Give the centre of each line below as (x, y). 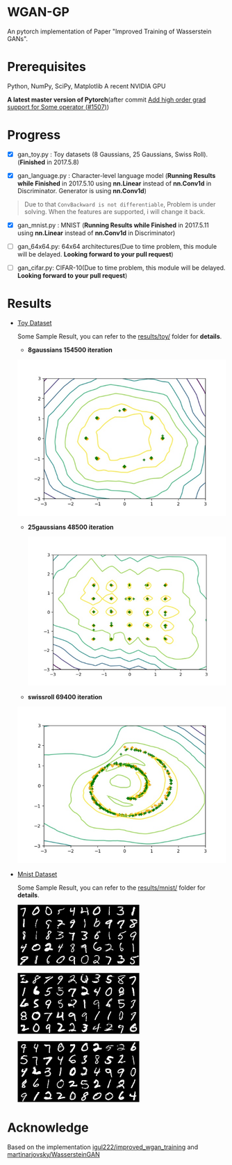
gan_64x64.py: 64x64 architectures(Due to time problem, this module (117, 246)
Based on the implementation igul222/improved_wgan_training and (103, 1147)
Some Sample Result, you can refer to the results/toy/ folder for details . (119, 336)
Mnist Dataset (37, 874)
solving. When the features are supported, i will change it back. (115, 211)
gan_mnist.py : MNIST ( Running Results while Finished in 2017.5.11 (113, 225)
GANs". (18, 38)
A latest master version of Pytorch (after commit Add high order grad (107, 99)
